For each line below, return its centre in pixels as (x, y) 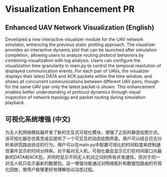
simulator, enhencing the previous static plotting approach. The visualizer (80, 45)
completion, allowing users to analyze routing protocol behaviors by (75, 55)
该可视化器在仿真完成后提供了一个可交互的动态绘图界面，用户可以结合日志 (81, 138)
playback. (15, 102)
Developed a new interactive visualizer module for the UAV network (74, 39)
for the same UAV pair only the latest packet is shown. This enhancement (80, 87)
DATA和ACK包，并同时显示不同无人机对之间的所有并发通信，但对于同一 (87, 157)
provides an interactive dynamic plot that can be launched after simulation (81, 50)
